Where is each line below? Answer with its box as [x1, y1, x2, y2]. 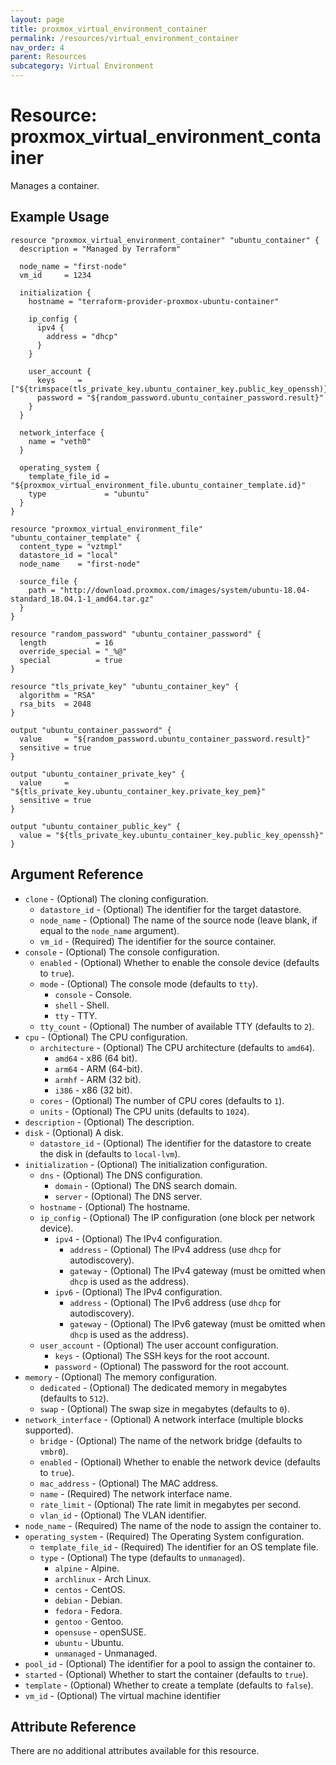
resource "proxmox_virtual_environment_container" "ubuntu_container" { [10, 235, 320, 245]
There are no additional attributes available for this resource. [10, 1745, 260, 1757]
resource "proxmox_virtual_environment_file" [10, 524, 203, 534]
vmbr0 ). [39, 1445, 69, 1457]
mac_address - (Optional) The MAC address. [39, 1477, 219, 1489]
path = [28, 585, 56, 595]
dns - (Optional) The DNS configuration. [39, 1169, 203, 1181]
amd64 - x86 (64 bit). [54, 1052, 138, 1064]
